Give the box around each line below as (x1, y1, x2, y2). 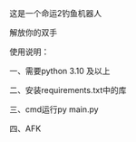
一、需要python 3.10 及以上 (9, 66, 111, 76)
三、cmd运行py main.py (9, 104, 99, 115)
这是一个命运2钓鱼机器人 (9, 8, 102, 18)
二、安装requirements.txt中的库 (9, 85, 127, 95)
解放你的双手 (9, 27, 57, 38)
